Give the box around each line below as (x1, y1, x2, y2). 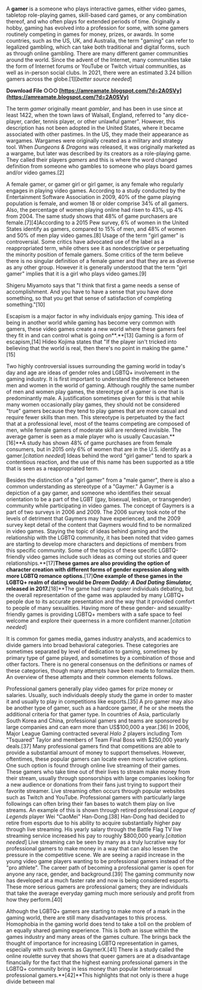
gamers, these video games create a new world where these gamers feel (6, 325, 187, 333)
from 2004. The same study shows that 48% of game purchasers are (6, 213, 178, 220)
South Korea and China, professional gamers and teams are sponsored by (6, 717, 189, 724)
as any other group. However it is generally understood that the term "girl (6, 264, 187, 271)
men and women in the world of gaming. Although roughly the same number (6, 382, 195, 389)
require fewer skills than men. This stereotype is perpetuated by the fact (6, 414, 185, 420)
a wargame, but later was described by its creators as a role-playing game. (6, 150, 192, 157)
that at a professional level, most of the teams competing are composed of (6, 420, 191, 427)
